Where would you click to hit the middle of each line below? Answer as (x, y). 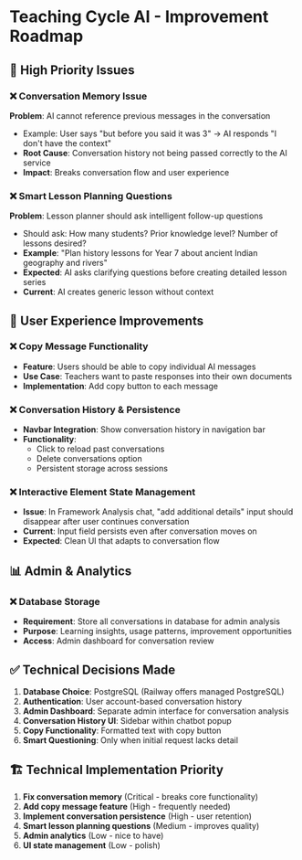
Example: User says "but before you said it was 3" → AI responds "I (150, 133)
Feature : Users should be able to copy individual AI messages (139, 366)
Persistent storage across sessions (102, 469)
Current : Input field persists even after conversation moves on (140, 531)
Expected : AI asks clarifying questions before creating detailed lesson (155, 272)
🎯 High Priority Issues (72, 70)
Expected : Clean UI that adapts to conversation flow (121, 541)
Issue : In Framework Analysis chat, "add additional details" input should (158, 512)
